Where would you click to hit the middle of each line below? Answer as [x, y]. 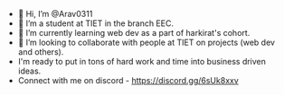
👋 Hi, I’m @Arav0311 [55, 14]
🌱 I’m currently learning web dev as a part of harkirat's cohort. [134, 33]
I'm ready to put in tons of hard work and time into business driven [142, 61]
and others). [41, 52]
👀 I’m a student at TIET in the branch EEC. [96, 23]
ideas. [29, 71]
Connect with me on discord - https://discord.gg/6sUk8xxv [128, 80]
